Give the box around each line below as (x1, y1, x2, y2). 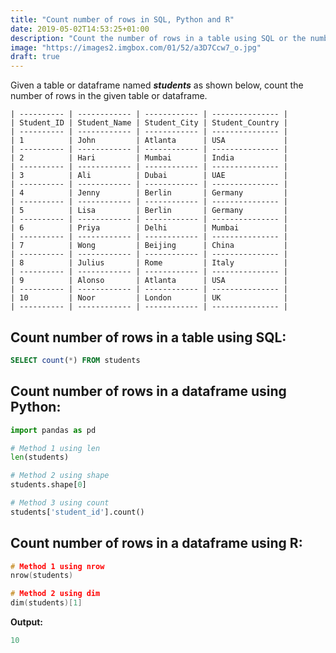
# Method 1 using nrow (10, 561, 105, 571)
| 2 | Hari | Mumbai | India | (10, 153, 288, 163)
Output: (10, 616, 43, 628)
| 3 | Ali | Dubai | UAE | (10, 171, 288, 181)
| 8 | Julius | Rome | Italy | (10, 258, 288, 268)
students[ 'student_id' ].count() (10, 507, 145, 517)
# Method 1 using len (10, 443, 101, 453)
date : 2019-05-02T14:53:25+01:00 (10, 24, 150, 34)
